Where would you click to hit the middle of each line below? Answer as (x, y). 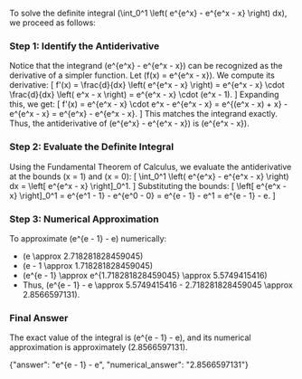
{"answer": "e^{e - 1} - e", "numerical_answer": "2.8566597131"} (129, 365)
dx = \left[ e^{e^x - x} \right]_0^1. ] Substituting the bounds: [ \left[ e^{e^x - (148, 185)
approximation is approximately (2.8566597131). (99, 347)
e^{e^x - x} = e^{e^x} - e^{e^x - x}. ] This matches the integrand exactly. (143, 114)
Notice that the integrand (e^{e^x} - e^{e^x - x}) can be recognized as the (146, 66)
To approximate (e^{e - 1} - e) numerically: (88, 238)
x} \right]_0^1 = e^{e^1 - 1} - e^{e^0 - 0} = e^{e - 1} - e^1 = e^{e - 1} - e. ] (142, 195)
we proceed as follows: (53, 23)
